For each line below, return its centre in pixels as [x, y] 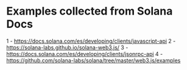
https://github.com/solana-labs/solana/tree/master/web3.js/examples [94, 60]
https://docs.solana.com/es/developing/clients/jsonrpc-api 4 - [85, 54]
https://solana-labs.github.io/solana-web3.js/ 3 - [67, 47]
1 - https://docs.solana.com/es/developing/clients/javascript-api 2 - [91, 41]
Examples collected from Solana [90, 11]
